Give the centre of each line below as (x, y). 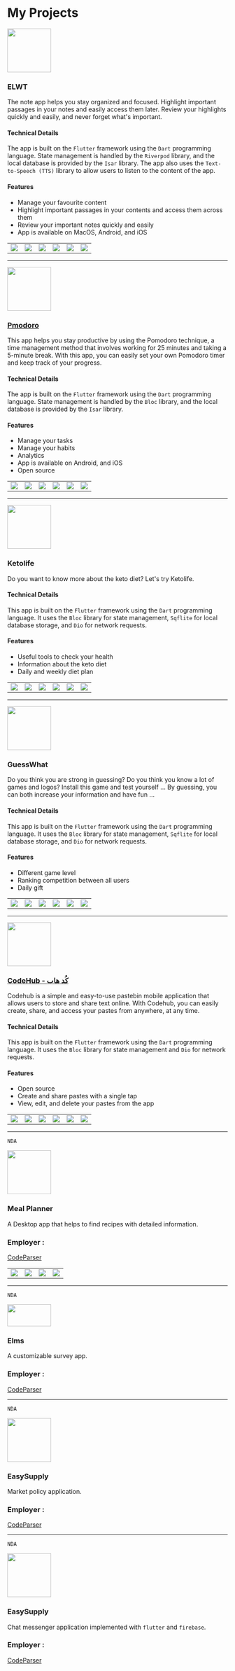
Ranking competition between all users (73, 880)
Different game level (47, 872)
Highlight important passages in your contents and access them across (120, 210)
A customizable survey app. (47, 1356)
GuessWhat (28, 764)
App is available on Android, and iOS (70, 463)
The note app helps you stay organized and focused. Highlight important (112, 102)
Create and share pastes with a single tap (77, 1096)
